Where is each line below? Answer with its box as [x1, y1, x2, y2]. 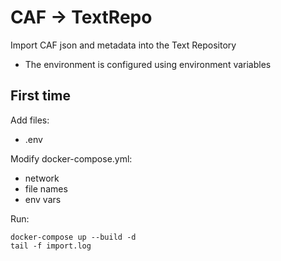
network [24, 172, 60, 184]
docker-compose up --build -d [10, 232, 137, 242]
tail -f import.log [10, 241, 92, 251]
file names [24, 182, 68, 195]
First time [10, 87, 72, 105]
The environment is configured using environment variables [24, 58, 272, 70]
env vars [24, 193, 62, 205]
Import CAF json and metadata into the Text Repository [10, 39, 237, 51]
